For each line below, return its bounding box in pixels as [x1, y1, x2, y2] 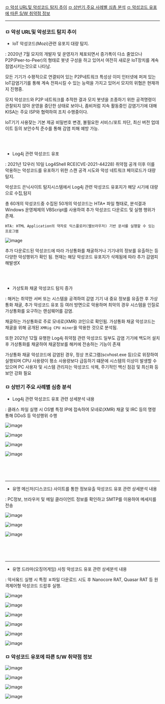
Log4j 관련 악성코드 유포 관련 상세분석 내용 [12, 396, 95, 402]
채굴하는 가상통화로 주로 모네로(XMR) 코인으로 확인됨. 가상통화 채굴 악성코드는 [5, 319, 156, 324]
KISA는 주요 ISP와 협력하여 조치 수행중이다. [5, 109, 88, 115]
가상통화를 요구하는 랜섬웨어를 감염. [5, 308, 74, 314]
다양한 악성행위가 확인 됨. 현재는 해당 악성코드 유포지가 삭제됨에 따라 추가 [5, 254, 145, 260]
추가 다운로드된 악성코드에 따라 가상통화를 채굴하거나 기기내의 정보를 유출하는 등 [5, 248, 159, 254]
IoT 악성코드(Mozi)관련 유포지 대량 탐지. [12, 41, 89, 47]
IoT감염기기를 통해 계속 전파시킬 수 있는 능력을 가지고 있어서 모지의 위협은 [5, 80, 146, 86]
